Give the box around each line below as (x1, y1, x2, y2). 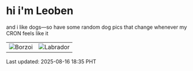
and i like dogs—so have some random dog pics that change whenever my (6, 23, 187, 31)
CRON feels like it (6, 29, 49, 36)
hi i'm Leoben (6, 4, 74, 18)
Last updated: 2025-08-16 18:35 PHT (6, 58, 96, 65)
